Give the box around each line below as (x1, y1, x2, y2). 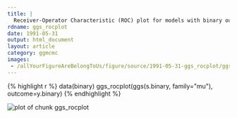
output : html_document (7, 37, 74, 44)
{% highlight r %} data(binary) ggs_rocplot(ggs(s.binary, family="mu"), (7, 81, 213, 90)
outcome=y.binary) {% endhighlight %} (7, 89, 121, 98)
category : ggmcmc (7, 50, 59, 57)
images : (7, 56, 30, 63)
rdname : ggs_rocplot (7, 23, 68, 30)
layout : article (7, 43, 55, 50)
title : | (7, 10, 33, 18)
